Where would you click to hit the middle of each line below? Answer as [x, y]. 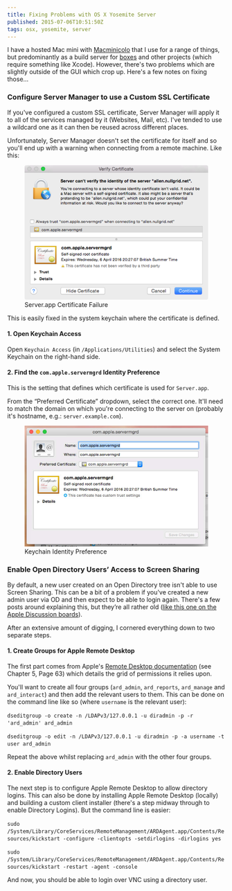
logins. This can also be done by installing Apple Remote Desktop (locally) [113, 795]
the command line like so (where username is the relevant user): [97, 702]
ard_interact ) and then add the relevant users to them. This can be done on [116, 694]
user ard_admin [29, 744]
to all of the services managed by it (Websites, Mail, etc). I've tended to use [115, 120]
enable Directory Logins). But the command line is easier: [89, 810]
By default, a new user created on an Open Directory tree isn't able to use [112, 585]
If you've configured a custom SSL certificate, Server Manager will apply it [113, 112]
